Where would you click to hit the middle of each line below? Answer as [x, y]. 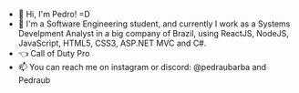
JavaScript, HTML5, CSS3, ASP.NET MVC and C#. [112, 43]
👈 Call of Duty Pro [54, 53]
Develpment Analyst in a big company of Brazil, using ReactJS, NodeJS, [154, 33]
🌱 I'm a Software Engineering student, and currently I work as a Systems [154, 24]
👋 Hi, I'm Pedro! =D [54, 14]
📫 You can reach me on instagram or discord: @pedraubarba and [142, 67]
